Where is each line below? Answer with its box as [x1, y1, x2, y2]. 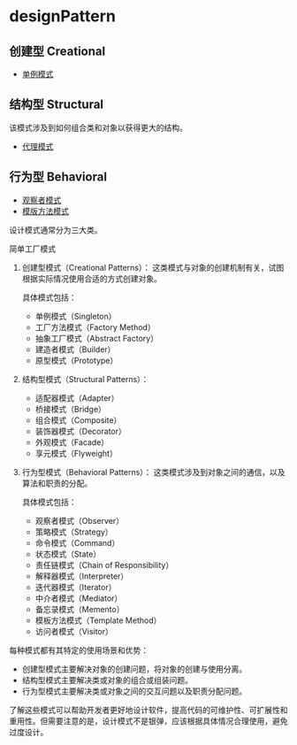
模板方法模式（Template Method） [34, 615, 162, 626]
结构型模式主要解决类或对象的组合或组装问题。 [21, 674, 193, 685]
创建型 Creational [9, 43, 106, 58]
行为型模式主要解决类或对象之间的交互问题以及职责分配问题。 [21, 686, 247, 696]
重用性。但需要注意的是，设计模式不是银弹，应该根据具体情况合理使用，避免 [9, 715, 288, 726]
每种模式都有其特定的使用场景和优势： [9, 644, 148, 656]
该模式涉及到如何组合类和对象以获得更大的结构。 [9, 122, 187, 133]
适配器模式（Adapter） [34, 392, 119, 403]
